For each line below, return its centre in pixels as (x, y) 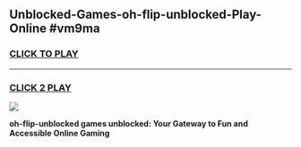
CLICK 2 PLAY (40, 87)
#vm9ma (74, 29)
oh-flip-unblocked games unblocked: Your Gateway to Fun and (129, 123)
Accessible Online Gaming (60, 133)
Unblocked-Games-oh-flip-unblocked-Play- (136, 15)
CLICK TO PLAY (44, 54)
